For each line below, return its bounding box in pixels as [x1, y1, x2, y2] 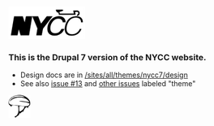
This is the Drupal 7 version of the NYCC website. [8, 51, 207, 63]
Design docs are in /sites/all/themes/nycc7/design [19, 70, 188, 80]
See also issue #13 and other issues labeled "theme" [19, 79, 196, 89]
